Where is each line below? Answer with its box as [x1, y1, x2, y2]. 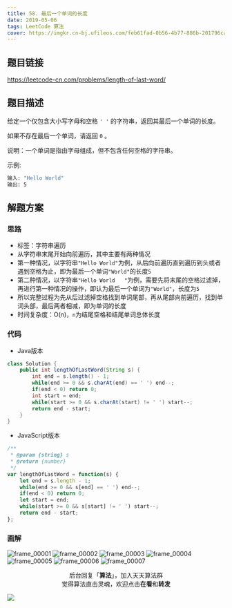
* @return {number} [10, 458, 67, 465]
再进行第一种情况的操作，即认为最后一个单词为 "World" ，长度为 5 [17, 285, 200, 293]
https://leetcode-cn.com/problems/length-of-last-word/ [7, 75, 166, 84]
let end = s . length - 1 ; [19, 477, 91, 484]
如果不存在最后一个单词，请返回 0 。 [7, 131, 111, 140]
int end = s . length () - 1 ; [32, 373, 110, 380]
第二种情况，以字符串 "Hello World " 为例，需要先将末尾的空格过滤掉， [17, 276, 224, 284]
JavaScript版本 [17, 431, 61, 439]
